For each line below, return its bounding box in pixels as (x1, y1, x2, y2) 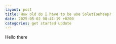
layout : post (5, 7, 32, 12)
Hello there (5, 34, 28, 40)
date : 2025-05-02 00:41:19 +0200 (5, 16, 74, 21)
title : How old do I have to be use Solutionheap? (5, 12, 112, 17)
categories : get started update (5, 21, 72, 26)
